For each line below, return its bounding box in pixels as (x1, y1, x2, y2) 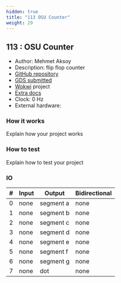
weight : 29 (6, 20, 33, 26)
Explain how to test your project (6, 158, 84, 166)
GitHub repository (14, 70, 59, 77)
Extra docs (14, 89, 42, 97)
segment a (39, 199, 69, 207)
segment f (39, 248, 68, 256)
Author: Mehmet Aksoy (14, 58, 71, 65)
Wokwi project (14, 83, 50, 90)
